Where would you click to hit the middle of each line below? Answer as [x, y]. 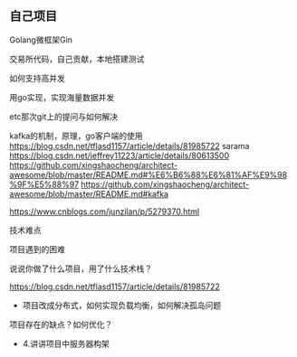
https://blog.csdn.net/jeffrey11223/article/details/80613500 [120, 155]
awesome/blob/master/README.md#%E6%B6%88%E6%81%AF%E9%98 [148, 174]
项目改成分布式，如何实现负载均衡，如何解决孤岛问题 [122, 305]
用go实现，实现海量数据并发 [62, 97]
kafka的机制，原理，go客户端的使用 [76, 136]
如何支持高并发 [37, 78]
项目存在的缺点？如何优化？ [61, 324]
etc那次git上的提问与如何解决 [64, 117]
